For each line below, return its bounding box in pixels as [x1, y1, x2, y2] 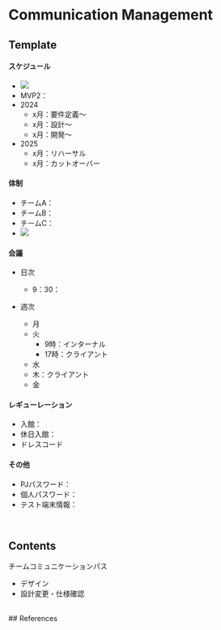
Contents [8, 538, 57, 552]
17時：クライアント [44, 350, 108, 360]
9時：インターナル [44, 339, 107, 349]
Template [8, 38, 57, 52]
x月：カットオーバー [32, 158, 101, 168]
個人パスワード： [19, 489, 78, 499]
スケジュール [8, 62, 51, 71]
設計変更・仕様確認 [19, 589, 85, 598]
